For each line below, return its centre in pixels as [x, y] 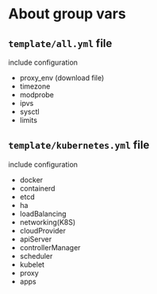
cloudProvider [42, 230]
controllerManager [50, 247]
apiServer [36, 239]
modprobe [36, 95]
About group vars [67, 14]
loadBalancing [43, 214]
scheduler [36, 256]
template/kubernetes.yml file [79, 145]
